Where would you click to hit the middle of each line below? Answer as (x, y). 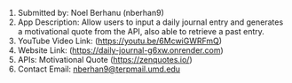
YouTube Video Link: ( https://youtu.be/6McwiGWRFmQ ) (120, 41)
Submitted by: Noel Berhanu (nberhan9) (91, 13)
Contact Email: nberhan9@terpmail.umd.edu (99, 69)
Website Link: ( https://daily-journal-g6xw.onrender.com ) (120, 50)
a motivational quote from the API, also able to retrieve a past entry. (141, 31)
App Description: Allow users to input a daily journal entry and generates (150, 22)
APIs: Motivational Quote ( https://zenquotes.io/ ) (105, 60)
